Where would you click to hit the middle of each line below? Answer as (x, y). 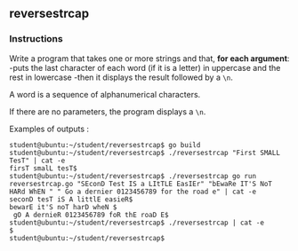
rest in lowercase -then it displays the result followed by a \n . (121, 77)
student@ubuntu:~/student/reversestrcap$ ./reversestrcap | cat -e (137, 223)
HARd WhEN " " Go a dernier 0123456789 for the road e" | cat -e (133, 192)
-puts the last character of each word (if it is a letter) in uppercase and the (145, 67)
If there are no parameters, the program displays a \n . (108, 111)
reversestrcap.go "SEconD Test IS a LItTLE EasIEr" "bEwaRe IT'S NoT (141, 184)
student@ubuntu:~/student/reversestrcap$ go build (105, 145)
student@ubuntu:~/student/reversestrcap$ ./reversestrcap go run (133, 176)
